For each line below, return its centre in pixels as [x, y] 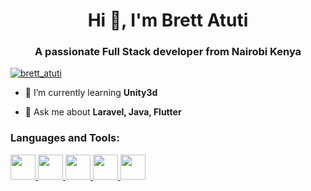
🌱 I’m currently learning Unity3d [91, 93]
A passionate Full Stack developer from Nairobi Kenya [168, 52]
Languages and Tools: [65, 138]
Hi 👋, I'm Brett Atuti [168, 20]
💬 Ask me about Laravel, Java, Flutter [103, 112]
